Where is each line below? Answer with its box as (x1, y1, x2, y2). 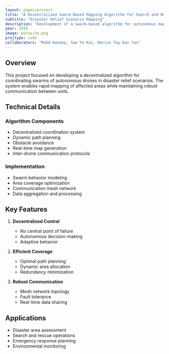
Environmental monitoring (12, 343, 66, 349)
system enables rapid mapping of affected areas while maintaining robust (5, 82, 157, 88)
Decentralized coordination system (12, 129, 86, 135)
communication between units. (5, 88, 69, 94)
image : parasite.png (5, 31, 49, 36)
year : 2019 (5, 26, 28, 31)
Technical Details (5, 103, 61, 111)
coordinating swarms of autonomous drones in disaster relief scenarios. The (5, 77, 163, 83)
